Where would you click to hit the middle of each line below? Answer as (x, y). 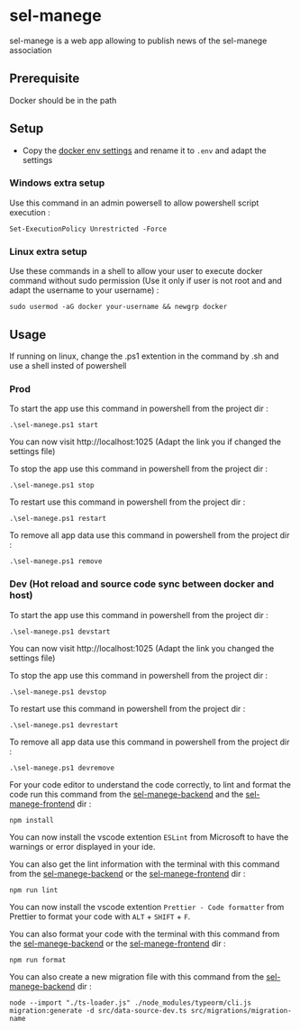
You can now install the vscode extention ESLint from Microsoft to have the (149, 837)
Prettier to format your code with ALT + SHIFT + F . (100, 916)
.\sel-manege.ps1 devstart (60, 632)
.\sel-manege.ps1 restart (58, 519)
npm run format (38, 960)
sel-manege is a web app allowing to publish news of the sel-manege (138, 41)
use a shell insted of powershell (68, 365)
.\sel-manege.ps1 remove (56, 561)
